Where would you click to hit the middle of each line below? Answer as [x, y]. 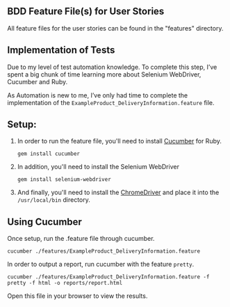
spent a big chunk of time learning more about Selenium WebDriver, [104, 74]
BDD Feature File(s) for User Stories [86, 11]
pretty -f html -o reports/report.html [65, 283]
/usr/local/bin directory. [54, 200]
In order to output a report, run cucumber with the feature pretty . [101, 265]
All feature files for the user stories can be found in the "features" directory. [115, 28]
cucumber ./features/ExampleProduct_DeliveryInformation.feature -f [108, 277]
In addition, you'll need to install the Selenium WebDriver [98, 167]
